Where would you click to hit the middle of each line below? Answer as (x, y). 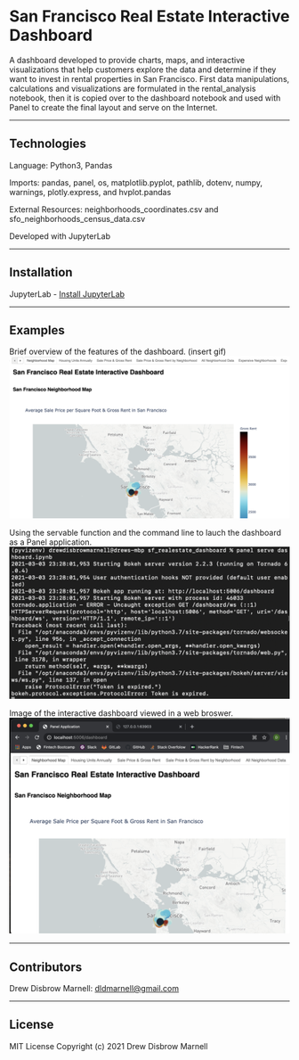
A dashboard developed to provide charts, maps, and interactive (127, 60)
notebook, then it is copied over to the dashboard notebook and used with (145, 98)
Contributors (46, 967)
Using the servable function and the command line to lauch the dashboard (145, 533)
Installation (41, 272)
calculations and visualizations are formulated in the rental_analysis (133, 88)
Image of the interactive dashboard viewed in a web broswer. (121, 713)
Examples (37, 330)
